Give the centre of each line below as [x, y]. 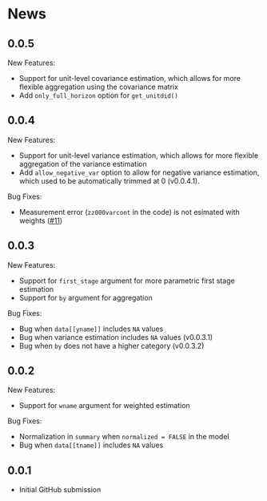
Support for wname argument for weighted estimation [105, 406]
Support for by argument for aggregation [86, 297]
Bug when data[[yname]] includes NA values [91, 329]
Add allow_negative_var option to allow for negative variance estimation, [139, 172]
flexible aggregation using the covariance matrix [99, 87]
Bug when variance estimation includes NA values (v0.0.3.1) [116, 337]
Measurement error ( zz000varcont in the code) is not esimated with [130, 212]
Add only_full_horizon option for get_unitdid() [99, 95]
